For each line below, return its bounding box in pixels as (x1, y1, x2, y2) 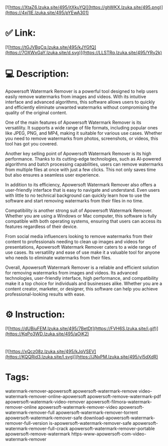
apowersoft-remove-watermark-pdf (87, 393, 161, 399)
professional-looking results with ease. (5, 291, 86, 297)
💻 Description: (5, 68, 69, 80)
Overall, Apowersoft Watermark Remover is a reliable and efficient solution (5, 264, 159, 270)
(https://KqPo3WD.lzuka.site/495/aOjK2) (5, 331, 89, 337)
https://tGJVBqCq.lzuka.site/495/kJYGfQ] (10, 44, 96, 50)
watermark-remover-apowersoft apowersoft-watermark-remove (5, 388, 138, 394)
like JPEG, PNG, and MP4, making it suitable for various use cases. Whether (5, 130, 162, 136)
